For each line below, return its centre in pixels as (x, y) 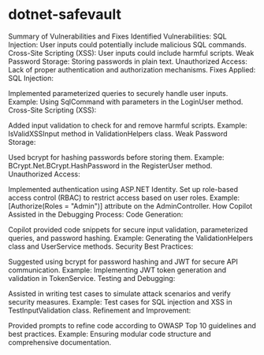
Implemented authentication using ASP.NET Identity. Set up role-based (123, 189)
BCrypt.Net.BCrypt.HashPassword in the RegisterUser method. (110, 165)
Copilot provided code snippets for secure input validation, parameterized (128, 229)
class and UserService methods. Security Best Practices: (101, 246)
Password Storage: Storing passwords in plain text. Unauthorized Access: (128, 61)
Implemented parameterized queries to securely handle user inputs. (118, 93)
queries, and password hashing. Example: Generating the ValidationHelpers (131, 238)
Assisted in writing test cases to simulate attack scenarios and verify (119, 294)
